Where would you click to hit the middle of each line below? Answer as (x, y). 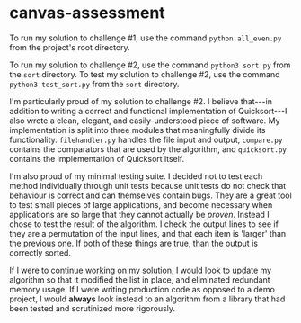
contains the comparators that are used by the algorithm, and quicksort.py (148, 149)
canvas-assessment (88, 13)
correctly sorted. (40, 252)
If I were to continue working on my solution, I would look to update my (141, 270)
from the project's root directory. (70, 47)
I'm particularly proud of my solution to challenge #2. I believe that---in (141, 101)
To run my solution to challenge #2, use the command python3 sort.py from (150, 65)
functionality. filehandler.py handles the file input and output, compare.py (146, 139)
